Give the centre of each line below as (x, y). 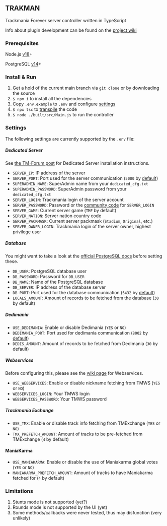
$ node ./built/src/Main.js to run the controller (63, 115)
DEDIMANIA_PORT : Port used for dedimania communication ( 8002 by (80, 333)
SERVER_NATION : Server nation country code (57, 216)
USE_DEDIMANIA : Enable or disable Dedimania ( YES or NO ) (69, 327)
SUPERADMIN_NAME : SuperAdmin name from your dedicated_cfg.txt (80, 183)
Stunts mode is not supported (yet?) (50, 502)
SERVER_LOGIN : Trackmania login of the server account (68, 200)
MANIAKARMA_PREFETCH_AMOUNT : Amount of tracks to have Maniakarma (83, 473)
